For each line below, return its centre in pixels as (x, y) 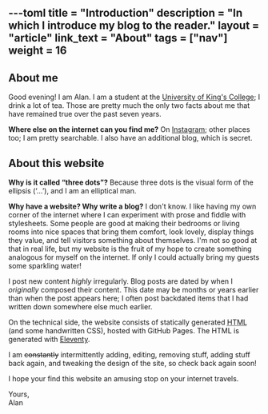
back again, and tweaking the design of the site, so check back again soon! (133, 364)
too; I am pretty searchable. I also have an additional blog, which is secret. (130, 138)
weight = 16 (38, 51)
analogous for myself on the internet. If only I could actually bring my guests (134, 257)
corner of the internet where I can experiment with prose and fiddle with (127, 215)
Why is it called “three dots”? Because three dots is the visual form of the (131, 182)
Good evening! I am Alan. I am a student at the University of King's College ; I (134, 97)
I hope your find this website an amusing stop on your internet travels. (124, 379)
